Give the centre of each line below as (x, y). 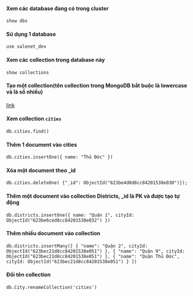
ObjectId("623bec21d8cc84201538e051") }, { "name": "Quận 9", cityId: (96, 251)
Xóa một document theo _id (41, 170)
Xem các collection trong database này (56, 60)
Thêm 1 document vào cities (42, 144)
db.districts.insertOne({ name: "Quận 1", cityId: (70, 215)
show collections (28, 72)
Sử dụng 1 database (31, 34)
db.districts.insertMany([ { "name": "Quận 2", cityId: (77, 246)
